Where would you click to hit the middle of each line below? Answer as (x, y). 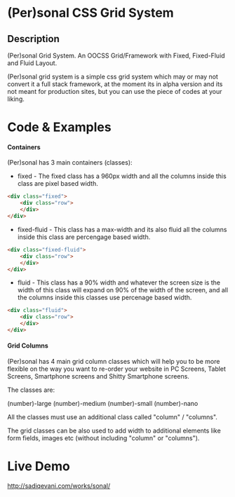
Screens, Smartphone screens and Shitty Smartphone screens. (98, 376)
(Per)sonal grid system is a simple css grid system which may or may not (113, 76)
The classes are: (31, 390)
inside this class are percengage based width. (84, 237)
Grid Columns (28, 346)
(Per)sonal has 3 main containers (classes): (70, 163)
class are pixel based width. (58, 184)
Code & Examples (59, 127)
